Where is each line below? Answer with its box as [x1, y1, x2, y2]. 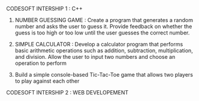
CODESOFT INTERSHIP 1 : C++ [6, 5, 83, 12]
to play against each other [14, 77, 80, 84]
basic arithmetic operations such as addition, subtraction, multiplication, [14, 47, 193, 54]
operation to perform [14, 59, 67, 67]
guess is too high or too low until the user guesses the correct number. [14, 29, 190, 36]
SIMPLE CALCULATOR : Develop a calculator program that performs [14, 41, 183, 48]
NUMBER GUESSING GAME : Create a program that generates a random [14, 17, 194, 23]
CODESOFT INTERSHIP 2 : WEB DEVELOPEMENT [6, 89, 129, 96]
